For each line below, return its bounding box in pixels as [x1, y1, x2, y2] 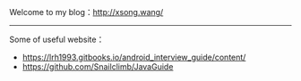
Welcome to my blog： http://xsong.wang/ [9, 7, 164, 17]
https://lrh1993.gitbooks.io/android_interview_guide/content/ [21, 52, 246, 62]
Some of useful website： [9, 34, 105, 45]
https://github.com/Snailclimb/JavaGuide [21, 61, 174, 72]
